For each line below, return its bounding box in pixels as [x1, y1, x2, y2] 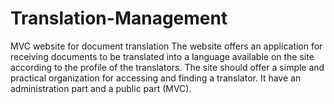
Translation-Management [10, 7, 228, 30]
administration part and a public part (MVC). [10, 82, 192, 94]
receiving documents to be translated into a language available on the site [10, 50, 315, 62]
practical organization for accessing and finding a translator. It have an [10, 72, 302, 84]
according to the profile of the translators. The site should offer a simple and [10, 61, 325, 73]
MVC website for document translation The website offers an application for [10, 40, 323, 52]
